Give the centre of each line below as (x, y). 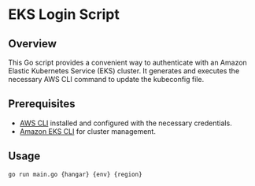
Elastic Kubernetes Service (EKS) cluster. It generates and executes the (124, 71)
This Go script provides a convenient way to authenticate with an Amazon (128, 62)
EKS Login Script (64, 15)
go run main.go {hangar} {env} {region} (76, 174)
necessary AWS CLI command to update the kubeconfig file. (106, 79)
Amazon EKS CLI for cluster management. (87, 131)
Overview (33, 44)
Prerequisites (42, 104)
